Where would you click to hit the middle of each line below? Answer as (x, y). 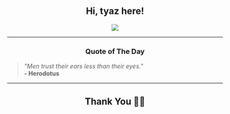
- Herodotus (41, 74)
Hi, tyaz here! (115, 11)
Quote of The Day (115, 51)
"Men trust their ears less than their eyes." (84, 66)
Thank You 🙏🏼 (115, 101)
